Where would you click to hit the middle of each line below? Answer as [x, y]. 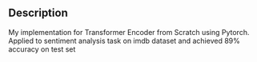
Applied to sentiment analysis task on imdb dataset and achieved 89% [124, 41]
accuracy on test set [42, 49]
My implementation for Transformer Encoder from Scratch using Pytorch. [129, 32]
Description [38, 13]
